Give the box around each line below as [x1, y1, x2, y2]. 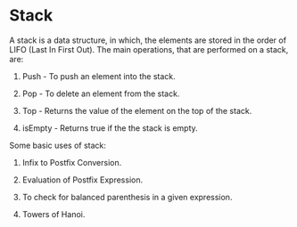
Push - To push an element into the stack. [21, 70, 176, 81]
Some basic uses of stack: [9, 140, 107, 150]
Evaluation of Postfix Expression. [21, 174, 144, 185]
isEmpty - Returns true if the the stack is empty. [21, 122, 198, 134]
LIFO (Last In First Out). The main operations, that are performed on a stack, [9, 44, 289, 54]
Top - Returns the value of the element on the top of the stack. [21, 105, 252, 116]
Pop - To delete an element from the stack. [21, 88, 180, 99]
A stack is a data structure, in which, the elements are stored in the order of [9, 35, 287, 45]
